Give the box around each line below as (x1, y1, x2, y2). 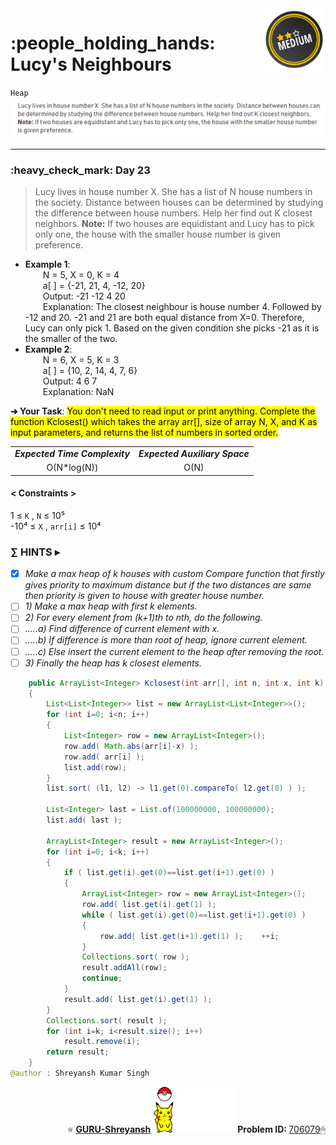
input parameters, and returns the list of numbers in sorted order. (10, 427, 279, 439)
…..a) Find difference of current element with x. (24, 623, 220, 635)
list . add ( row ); (63, 762, 128, 772)
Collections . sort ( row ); (81, 952, 190, 962)
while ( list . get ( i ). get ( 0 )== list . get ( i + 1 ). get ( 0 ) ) (81, 910, 307, 920)
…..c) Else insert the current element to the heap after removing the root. (24, 645, 325, 657)
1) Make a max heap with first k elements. (24, 600, 198, 612)
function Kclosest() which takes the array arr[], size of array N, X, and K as (10, 416, 318, 428)
